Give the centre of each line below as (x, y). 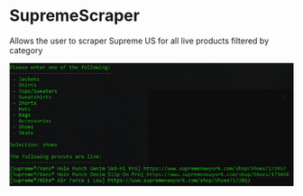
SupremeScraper (74, 16)
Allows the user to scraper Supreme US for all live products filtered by (139, 41)
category (26, 50)
